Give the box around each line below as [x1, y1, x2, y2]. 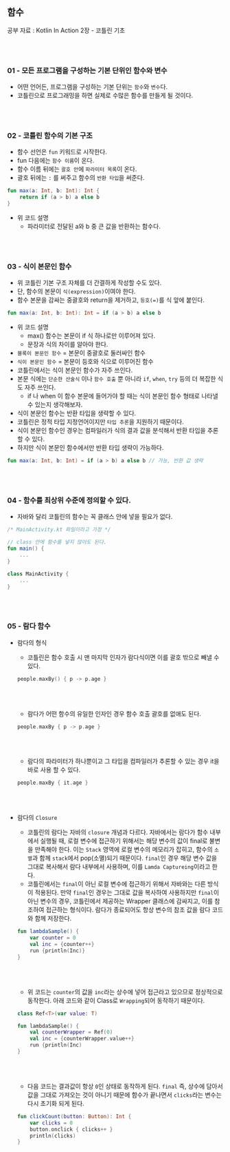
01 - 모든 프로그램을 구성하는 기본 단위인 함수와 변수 [7, 65, 168, 75]
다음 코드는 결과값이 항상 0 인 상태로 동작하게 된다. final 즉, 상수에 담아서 [27, 1082, 223, 1090]
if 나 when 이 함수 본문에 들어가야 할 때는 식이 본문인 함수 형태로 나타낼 [27, 392, 218, 400]
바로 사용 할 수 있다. [27, 765, 81, 774]
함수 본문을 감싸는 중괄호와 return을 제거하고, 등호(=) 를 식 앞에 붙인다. [16, 296, 205, 305]
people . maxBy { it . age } [16, 779, 89, 787]
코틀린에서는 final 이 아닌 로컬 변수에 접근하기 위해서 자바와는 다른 [27, 880, 206, 888]
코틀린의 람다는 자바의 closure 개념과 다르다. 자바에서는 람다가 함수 [27, 828, 209, 836]
